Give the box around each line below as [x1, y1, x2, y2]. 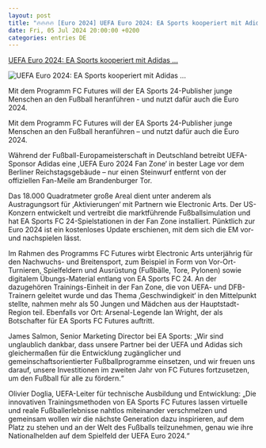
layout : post [8, 11, 51, 20]
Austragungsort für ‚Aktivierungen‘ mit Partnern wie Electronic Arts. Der [8, 200, 242, 209]
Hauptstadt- [199, 299, 240, 309]
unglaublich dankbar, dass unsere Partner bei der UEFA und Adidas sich [8, 340, 243, 350]
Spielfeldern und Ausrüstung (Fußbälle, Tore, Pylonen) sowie [43, 266, 242, 275]
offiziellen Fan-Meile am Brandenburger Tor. [8, 176, 153, 186]
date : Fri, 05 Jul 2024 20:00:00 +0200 [8, 26, 140, 34]
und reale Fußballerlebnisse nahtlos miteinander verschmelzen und [8, 406, 227, 415]
